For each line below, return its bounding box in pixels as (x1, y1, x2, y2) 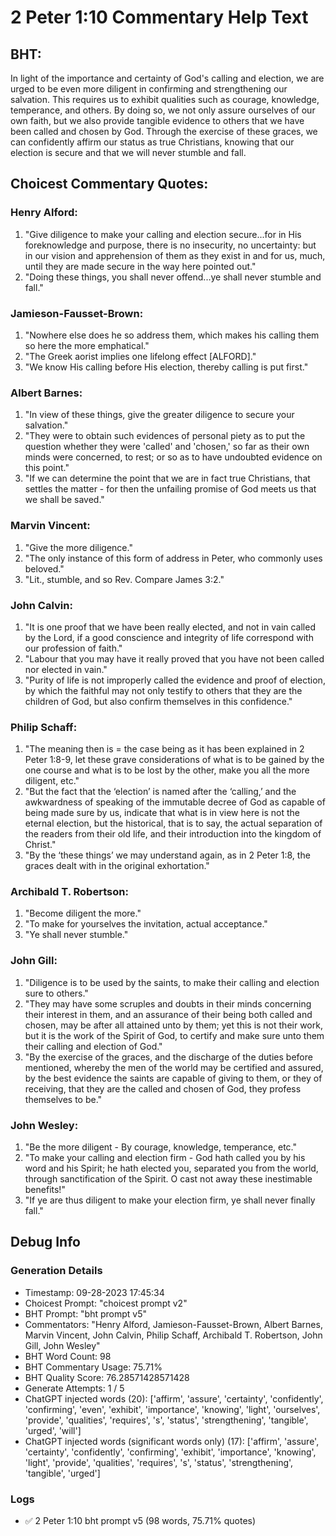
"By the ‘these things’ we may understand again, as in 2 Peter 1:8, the (24, 849, 311, 861)
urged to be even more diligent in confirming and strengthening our (10, 83, 288, 95)
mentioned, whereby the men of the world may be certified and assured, (24, 1061, 324, 1073)
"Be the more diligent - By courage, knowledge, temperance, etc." (24, 1141, 298, 1153)
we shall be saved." (24, 494, 105, 506)
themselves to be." (24, 1093, 103, 1105)
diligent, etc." (24, 775, 80, 787)
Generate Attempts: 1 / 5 (24, 1382, 125, 1394)
